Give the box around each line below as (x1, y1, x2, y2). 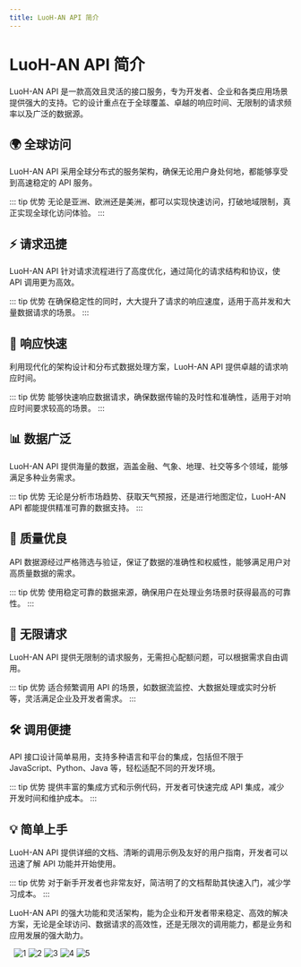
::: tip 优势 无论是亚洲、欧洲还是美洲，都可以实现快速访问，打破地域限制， (9, 196, 284, 207)
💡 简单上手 (9, 821, 68, 837)
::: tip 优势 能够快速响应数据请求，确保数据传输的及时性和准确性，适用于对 (9, 391, 284, 402)
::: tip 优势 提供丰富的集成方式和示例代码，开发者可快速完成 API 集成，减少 (9, 782, 285, 792)
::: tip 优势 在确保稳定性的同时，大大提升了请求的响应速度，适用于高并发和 (9, 296, 284, 307)
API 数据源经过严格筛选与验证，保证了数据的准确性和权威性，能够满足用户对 (9, 556, 291, 567)
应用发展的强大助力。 (9, 930, 88, 941)
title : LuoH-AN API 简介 (9, 13, 99, 22)
